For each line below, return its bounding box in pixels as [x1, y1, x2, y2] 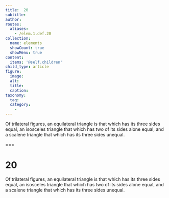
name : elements [10, 41, 42, 46]
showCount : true [10, 45, 44, 50]
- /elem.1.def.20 [14, 31, 52, 36]
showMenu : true [10, 50, 42, 55]
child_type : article [5, 64, 50, 69]
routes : [5, 21, 22, 27]
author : [5, 17, 22, 22]
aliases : [10, 26, 29, 32]
